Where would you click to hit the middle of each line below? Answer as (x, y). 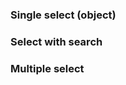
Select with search (56, 41)
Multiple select (47, 68)
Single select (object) (63, 15)
